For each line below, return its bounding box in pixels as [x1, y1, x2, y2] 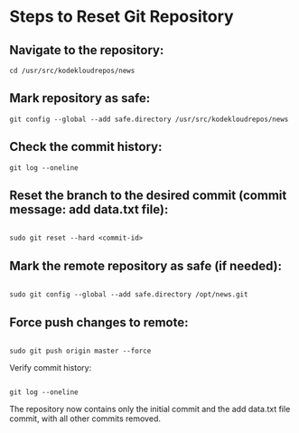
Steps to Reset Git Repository [9, 6, 234, 27]
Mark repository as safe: [9, 90, 151, 106]
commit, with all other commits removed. [9, 413, 161, 424]
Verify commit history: [9, 362, 92, 373]
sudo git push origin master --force [9, 346, 152, 356]
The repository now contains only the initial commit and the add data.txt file [9, 404, 291, 415]
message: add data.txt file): [9, 202, 169, 218]
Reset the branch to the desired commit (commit [9, 188, 287, 203]
